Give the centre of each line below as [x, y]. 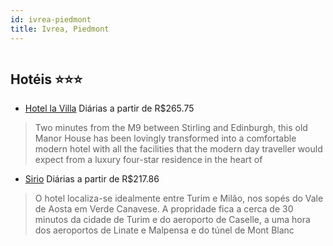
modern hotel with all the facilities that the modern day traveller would [178, 149]
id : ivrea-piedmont [51, 19]
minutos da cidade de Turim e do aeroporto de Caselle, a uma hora [172, 220]
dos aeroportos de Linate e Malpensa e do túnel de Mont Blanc [164, 230]
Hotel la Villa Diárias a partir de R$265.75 [109, 108]
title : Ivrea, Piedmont [60, 29]
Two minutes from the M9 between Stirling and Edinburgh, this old [171, 128]
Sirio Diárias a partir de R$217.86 [92, 179]
